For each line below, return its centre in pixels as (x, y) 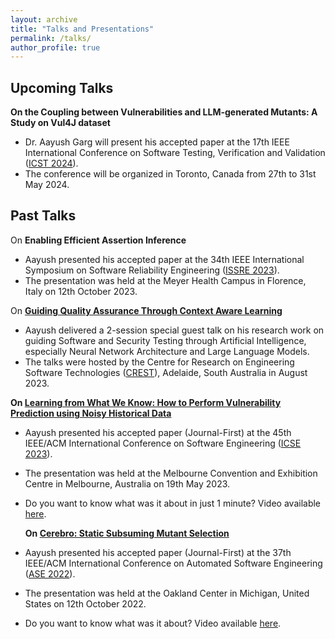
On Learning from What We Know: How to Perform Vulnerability (146, 402)
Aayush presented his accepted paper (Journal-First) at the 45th (158, 432)
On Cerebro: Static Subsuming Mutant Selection (127, 533)
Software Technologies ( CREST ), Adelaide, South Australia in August (166, 372)
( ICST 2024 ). (51, 163)
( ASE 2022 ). (50, 573)
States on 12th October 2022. (85, 603)
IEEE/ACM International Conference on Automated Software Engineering (173, 563)
